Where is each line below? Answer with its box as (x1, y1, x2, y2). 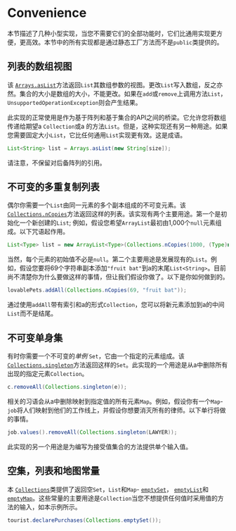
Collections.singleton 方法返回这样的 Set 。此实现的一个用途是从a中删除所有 (7, 361, 228, 369)
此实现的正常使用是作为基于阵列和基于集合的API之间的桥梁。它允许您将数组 (7, 113, 227, 121)
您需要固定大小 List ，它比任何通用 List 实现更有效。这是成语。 (7, 130, 187, 139)
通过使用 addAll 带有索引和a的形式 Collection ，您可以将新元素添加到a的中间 (7, 301, 225, 309)
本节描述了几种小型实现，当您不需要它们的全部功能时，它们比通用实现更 (7, 29, 216, 37)
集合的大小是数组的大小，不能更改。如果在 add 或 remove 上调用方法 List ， (19, 89, 227, 98)
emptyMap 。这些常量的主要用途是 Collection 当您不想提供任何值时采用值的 (7, 494, 218, 502)
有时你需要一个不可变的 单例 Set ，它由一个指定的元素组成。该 (7, 352, 185, 360)
